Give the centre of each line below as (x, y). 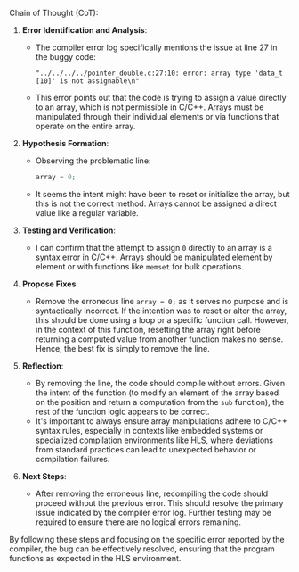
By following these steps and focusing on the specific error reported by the (147, 539)
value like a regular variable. (87, 212)
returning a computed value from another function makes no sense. (159, 339)
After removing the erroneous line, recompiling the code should (152, 493)
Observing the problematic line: (93, 161)
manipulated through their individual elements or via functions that (157, 116)
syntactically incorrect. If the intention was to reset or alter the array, (161, 311)
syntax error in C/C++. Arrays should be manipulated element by (154, 257)
